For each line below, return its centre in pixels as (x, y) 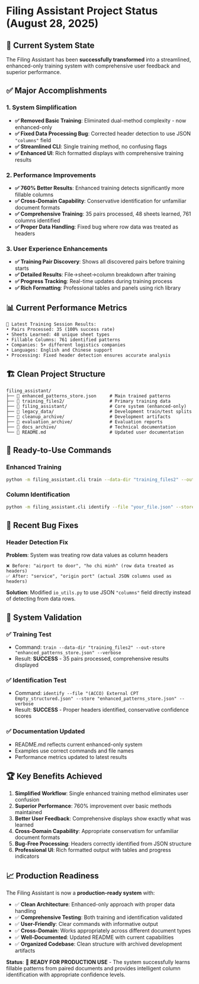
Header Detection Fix (37, 542)
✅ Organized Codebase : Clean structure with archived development (98, 944)
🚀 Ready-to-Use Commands (59, 450)
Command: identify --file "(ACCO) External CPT (77, 693)
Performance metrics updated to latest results (71, 757)
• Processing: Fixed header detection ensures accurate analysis (88, 356)
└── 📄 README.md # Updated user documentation (95, 432)
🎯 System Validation (44, 617)
